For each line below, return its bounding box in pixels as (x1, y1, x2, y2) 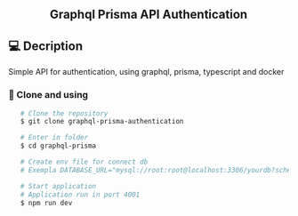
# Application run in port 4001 (20, 190, 141, 199)
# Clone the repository (20, 108, 109, 118)
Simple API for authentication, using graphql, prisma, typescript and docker (8, 67, 285, 77)
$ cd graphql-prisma (20, 141, 97, 150)
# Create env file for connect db (20, 157, 149, 166)
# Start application (20, 181, 97, 190)
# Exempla (20, 165, 57, 174)
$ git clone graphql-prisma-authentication (20, 117, 184, 126)
